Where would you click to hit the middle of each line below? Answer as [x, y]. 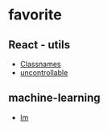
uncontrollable [44, 73]
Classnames [41, 64]
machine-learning [54, 98]
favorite [35, 15]
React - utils [39, 45]
